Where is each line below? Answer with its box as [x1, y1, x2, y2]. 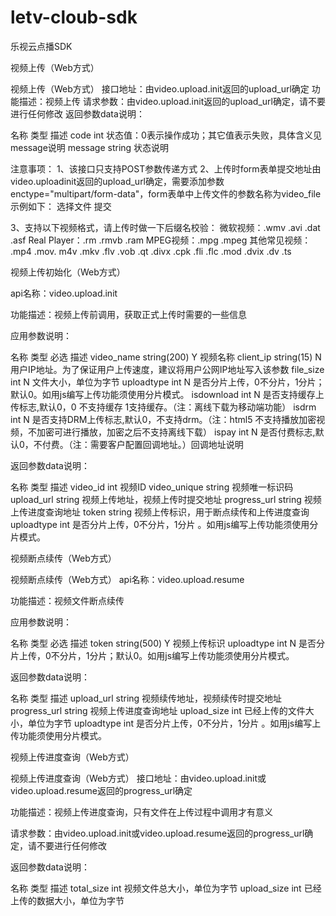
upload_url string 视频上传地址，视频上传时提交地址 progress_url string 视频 [10, 493, 322, 505]
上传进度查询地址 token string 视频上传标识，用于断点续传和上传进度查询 [10, 506, 310, 518]
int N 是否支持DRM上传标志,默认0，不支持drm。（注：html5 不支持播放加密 [10, 413, 317, 425]
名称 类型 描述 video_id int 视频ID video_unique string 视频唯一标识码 [10, 481, 294, 493]
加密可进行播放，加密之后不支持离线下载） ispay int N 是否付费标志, [36, 426, 316, 438]
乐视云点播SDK [10, 40, 73, 52]
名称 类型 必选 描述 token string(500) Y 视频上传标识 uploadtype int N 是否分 [10, 637, 325, 649]
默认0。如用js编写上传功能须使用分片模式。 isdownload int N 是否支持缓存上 [10, 388, 325, 400]
